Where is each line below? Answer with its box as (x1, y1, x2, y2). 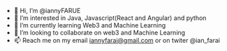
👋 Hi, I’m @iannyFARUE (13, 7, 81, 14)
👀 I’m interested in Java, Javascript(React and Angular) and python (13, 14, 207, 22)
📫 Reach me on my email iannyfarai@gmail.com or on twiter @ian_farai (13, 37, 220, 44)
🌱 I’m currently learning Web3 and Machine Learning (13, 21, 166, 29)
